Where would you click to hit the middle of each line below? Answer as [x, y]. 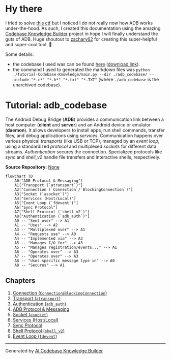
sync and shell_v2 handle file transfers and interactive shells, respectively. [83, 157]
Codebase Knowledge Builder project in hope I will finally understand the [82, 34]
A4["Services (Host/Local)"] [45, 199]
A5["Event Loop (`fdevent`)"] [47, 203]
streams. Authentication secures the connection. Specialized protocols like [84, 152]
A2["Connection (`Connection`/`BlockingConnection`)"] [74, 189]
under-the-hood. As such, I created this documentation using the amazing [83, 28]
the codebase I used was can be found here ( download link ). [76, 64]
